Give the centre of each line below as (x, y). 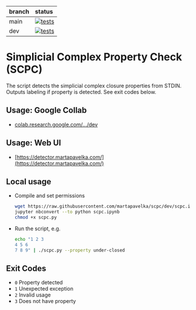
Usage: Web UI (34, 143)
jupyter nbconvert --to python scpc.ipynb (67, 212)
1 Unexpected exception (44, 289)
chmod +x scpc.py (36, 217)
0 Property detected (39, 282)
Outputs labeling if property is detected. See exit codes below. (81, 92)
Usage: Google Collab (47, 110)
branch (19, 11)
